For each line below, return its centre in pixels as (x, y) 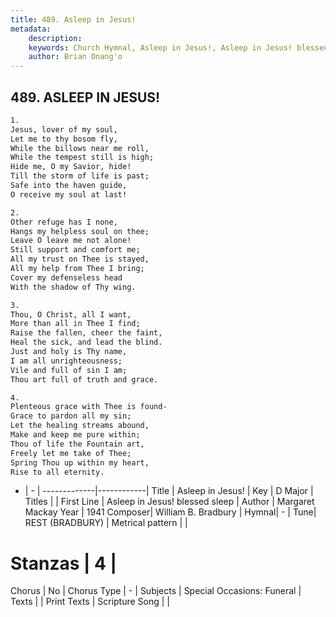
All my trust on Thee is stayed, (80, 259)
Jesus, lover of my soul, (64, 129)
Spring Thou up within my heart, (80, 462)
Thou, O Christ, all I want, (71, 314)
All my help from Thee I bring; (77, 269)
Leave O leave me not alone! (71, 241)
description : (55, 38)
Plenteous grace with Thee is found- (89, 407)
